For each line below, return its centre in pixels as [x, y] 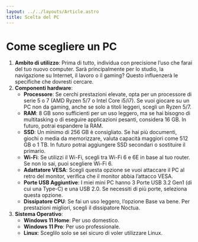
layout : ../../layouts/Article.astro [53, 12]
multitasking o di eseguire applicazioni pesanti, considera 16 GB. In [105, 120]
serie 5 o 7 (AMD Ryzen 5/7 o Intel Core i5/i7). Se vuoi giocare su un [106, 101]
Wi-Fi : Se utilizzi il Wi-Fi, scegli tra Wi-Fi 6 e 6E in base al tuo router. [107, 157]
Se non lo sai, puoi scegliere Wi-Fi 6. [68, 164]
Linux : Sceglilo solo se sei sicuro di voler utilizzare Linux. [93, 233]
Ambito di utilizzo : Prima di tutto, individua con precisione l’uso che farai [103, 63]
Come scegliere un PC [61, 47]
